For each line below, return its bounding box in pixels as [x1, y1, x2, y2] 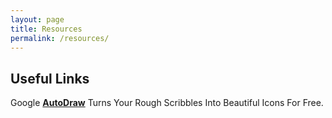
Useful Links [10, 70, 90, 87]
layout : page [10, 14, 65, 25]
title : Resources [10, 24, 83, 34]
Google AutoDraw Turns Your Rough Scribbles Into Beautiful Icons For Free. [10, 97, 324, 109]
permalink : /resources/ [10, 33, 110, 43]
